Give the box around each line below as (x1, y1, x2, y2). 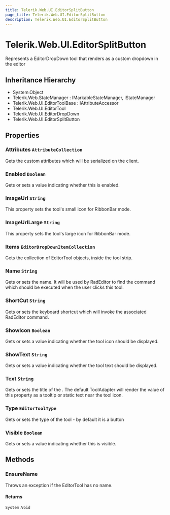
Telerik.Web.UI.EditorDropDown (12, 111, 80, 117)
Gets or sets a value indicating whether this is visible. (5, 441, 117, 447)
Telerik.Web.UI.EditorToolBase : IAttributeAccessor (12, 100, 119, 106)
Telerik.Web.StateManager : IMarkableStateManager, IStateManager (12, 95, 156, 101)
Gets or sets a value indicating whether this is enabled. (5, 182, 120, 188)
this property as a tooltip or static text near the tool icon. (5, 392, 123, 398)
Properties (5, 131, 40, 140)
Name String (5, 267, 38, 275)
